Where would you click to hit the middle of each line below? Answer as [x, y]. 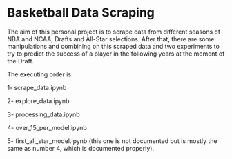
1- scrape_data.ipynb [37, 87]
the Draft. [21, 61]
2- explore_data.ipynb [38, 100]
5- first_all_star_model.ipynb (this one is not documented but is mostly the [112, 141]
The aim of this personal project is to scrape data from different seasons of [114, 32]
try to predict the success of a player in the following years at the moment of [116, 54]
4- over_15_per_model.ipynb [47, 127]
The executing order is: [40, 74]
